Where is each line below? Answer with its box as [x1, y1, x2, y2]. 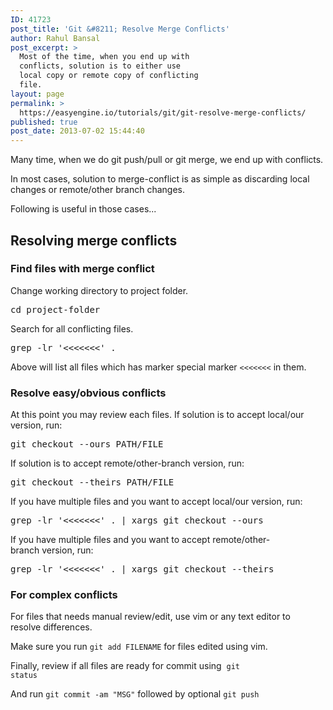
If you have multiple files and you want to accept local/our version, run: [10, 496, 303, 508]
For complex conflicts [10, 588, 118, 602]
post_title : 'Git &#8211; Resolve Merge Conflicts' [10, 24, 230, 34]
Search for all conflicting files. [10, 322, 134, 335]
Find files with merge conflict [10, 262, 155, 276]
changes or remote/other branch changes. [10, 184, 185, 196]
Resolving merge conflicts [10, 232, 178, 249]
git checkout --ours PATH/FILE [10, 439, 164, 450]
